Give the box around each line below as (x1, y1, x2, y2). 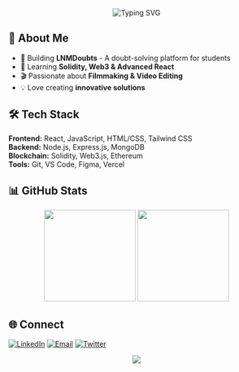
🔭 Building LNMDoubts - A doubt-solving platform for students (20, 53, 231, 63)
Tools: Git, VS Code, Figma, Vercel (8, 159, 124, 169)
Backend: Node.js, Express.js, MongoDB (8, 142, 145, 151)
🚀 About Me (8, 32, 69, 46)
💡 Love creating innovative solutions (20, 82, 146, 92)
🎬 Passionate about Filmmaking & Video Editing (20, 71, 183, 81)
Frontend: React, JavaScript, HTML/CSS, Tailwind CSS (8, 133, 193, 143)
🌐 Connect (8, 317, 64, 331)
